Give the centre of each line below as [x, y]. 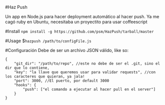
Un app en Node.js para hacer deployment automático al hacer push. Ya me [82, 16]
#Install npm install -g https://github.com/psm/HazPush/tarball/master [80, 31]
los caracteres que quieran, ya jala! [45, 77]
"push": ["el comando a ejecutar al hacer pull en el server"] [89, 89]
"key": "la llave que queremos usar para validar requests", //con [85, 72]
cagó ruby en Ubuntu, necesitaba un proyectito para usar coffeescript [76, 22]
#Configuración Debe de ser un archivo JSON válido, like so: [67, 50]
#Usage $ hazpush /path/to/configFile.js [48, 41]
